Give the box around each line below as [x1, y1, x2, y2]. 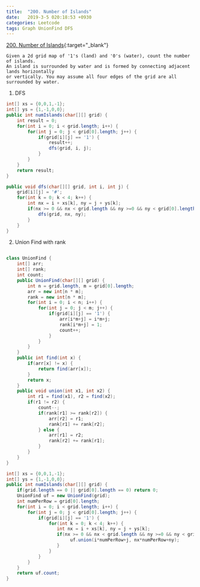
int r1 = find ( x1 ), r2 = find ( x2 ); [27, 394, 116, 400]
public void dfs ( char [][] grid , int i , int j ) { [6, 184, 129, 190]
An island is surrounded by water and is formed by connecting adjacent [6, 64, 190, 70]
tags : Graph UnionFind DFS [6, 25, 73, 32]
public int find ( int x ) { [17, 355, 82, 361]
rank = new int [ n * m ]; [27, 294, 86, 300]
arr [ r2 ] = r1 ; [48, 416, 84, 422]
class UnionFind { [6, 255, 52, 262]
